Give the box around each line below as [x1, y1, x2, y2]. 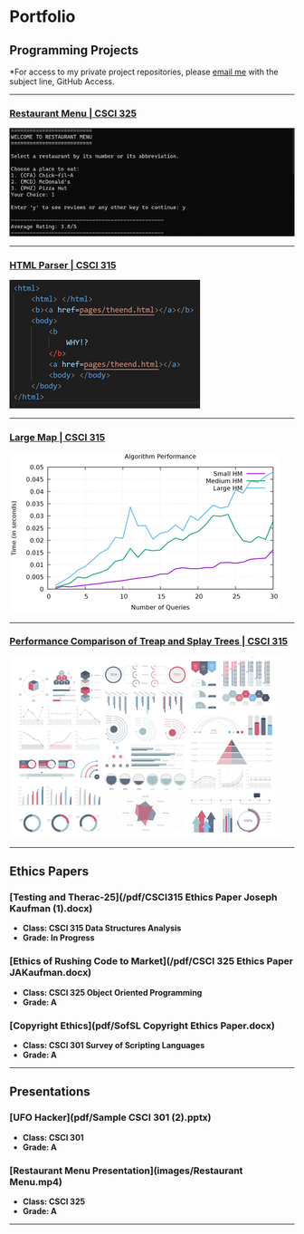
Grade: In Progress [22, 932, 95, 943]
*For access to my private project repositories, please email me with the [9, 66, 279, 77]
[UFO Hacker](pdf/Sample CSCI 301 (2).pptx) [9, 1112, 212, 1124]
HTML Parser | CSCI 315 [9, 258, 117, 271]
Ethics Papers [9, 863, 89, 880]
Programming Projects [9, 43, 138, 58]
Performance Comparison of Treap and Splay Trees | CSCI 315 [9, 635, 288, 648]
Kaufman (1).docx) [9, 902, 93, 915]
